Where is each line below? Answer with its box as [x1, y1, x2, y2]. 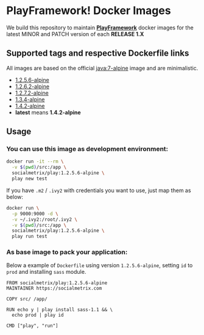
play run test [12, 234, 47, 240]
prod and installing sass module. [6, 268, 86, 276]
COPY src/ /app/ [6, 296, 47, 303]
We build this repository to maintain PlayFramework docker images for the [6, 24, 194, 31]
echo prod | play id [12, 312, 64, 318]
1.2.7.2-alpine [15, 89, 49, 97]
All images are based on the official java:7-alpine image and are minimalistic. [6, 64, 199, 72]
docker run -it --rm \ [6, 158, 64, 165]
